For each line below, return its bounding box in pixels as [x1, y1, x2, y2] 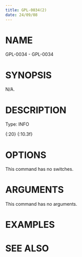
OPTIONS [5, 149, 47, 161]
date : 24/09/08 [5, 12, 38, 17]
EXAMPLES [5, 219, 55, 231]
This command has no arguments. [5, 201, 77, 207]
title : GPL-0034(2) [5, 7, 47, 13]
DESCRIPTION [5, 104, 67, 116]
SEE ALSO [5, 242, 49, 254]
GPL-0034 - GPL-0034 [5, 51, 54, 57]
